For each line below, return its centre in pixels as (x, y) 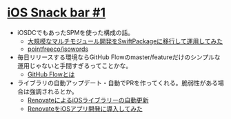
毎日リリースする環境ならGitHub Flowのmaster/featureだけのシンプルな (119, 57)
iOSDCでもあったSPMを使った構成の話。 (76, 32)
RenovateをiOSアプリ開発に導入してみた (85, 109)
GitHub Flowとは (51, 74)
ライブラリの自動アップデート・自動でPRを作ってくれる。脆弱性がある (118, 83)
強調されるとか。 (53, 91)
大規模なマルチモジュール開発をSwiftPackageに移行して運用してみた (125, 41)
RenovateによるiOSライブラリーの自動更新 (88, 100)
